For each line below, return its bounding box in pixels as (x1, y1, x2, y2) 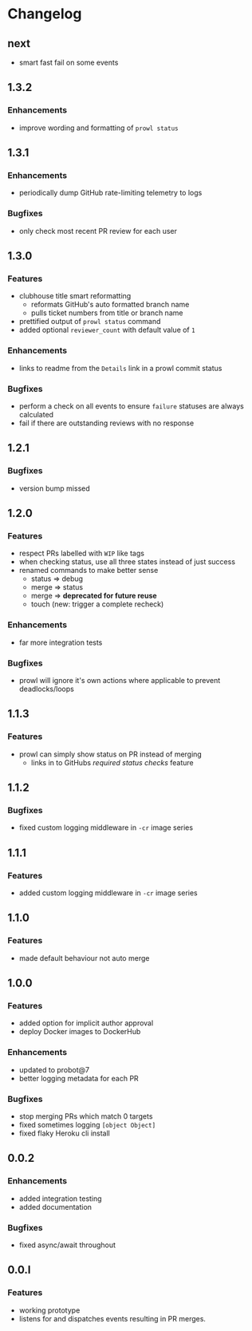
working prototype (18, 1305, 81, 1315)
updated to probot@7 (18, 1064, 89, 1074)
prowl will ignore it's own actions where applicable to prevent (18, 675, 221, 685)
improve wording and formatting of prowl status (18, 123, 179, 132)
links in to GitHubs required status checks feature (30, 757, 195, 767)
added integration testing (18, 1194, 102, 1203)
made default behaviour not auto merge (18, 953, 150, 962)
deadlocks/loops (18, 684, 75, 693)
